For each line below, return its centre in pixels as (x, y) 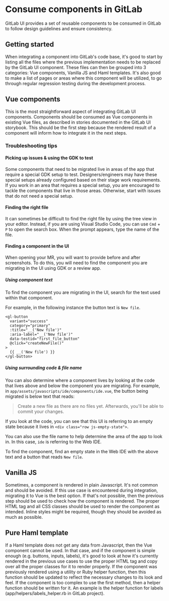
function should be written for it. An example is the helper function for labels (84, 588)
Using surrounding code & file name (44, 368)
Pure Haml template (37, 533)
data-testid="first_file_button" (45, 339)
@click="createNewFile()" (37, 343)
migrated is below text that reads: (40, 396)
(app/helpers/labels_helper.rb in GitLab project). (55, 593)
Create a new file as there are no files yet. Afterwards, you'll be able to (91, 406)
